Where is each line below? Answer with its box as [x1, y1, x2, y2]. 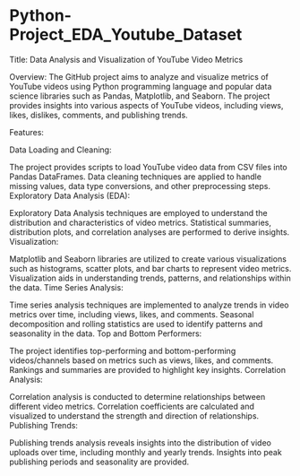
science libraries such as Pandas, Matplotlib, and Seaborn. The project [9, 91, 270, 101]
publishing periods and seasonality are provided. [9, 456, 190, 467]
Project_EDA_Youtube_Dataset [9, 24, 243, 45]
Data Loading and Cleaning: [9, 144, 112, 155]
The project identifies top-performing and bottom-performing [9, 345, 236, 356]
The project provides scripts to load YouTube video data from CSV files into [9, 161, 288, 172]
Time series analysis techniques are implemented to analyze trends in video [9, 299, 289, 310]
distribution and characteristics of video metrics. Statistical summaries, [9, 217, 271, 228]
